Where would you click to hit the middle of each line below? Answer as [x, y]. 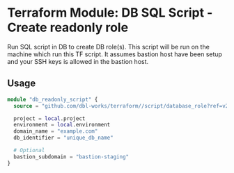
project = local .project [49, 118]
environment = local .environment [62, 125]
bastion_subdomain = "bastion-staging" [71, 157]
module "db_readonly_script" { [53, 99]
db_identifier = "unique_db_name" [63, 138]
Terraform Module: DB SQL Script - [110, 13]
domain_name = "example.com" [56, 131]
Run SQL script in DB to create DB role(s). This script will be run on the [109, 47]
